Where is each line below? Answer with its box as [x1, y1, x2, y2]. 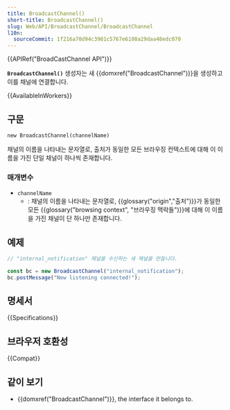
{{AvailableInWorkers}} [7, 91, 73, 100]
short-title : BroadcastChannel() [7, 17, 104, 24]
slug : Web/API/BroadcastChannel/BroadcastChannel [7, 23, 154, 30]
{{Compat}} [7, 354, 40, 363]
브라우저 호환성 [7, 335, 69, 347]
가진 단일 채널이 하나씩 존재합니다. [19, 153, 113, 162]
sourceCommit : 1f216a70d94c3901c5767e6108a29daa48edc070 [13, 36, 182, 43]
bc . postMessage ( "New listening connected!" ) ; [7, 274, 141, 281]
